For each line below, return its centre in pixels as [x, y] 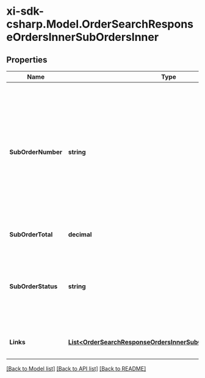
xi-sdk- [25, 11]
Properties [27, 60]
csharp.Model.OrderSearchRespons [100, 24]
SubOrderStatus [34, 286]
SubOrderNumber [36, 152]
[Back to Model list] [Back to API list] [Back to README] [76, 369]
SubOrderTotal [31, 234]
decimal [80, 234]
